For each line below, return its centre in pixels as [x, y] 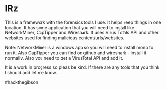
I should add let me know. [31, 72]
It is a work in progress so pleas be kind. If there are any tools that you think [82, 67]
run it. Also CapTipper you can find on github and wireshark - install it [76, 53]
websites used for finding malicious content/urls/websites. [65, 38]
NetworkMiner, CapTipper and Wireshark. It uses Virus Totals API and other [82, 32]
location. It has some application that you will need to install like [70, 27]
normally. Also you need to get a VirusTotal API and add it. [64, 58]
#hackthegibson [22, 82]
